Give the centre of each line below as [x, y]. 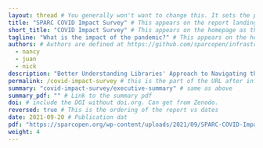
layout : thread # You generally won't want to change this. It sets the [129, 15]
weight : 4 [24, 132]
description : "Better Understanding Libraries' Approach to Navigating [127, 74]
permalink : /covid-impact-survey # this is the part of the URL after [126, 81]
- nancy [28, 52]
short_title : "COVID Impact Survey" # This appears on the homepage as [127, 30]
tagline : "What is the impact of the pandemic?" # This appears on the [127, 37]
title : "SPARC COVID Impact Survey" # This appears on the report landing [133, 23]
